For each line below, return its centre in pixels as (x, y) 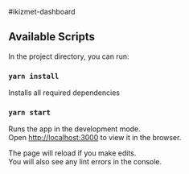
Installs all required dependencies (64, 93)
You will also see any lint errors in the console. (85, 162)
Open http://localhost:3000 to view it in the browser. (95, 138)
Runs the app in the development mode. (74, 129)
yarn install (34, 76)
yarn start (29, 113)
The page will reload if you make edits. (72, 153)
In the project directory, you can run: (69, 56)
